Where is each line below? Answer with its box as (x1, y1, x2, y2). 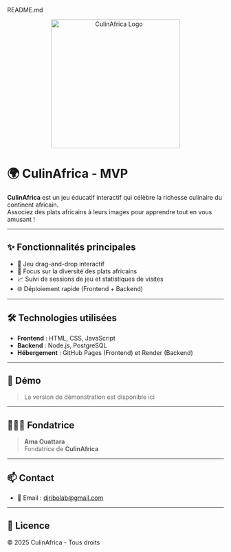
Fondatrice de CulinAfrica (23, 445, 99, 453)
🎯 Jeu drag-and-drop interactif (16, 260, 105, 268)
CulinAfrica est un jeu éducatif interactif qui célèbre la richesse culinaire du (7, 193, 222, 201)
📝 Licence (7, 520, 50, 531)
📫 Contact (7, 472, 55, 483)
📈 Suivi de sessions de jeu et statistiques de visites (16, 275, 164, 283)
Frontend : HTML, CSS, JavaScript (16, 334, 115, 342)
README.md (7, 6, 43, 14)
